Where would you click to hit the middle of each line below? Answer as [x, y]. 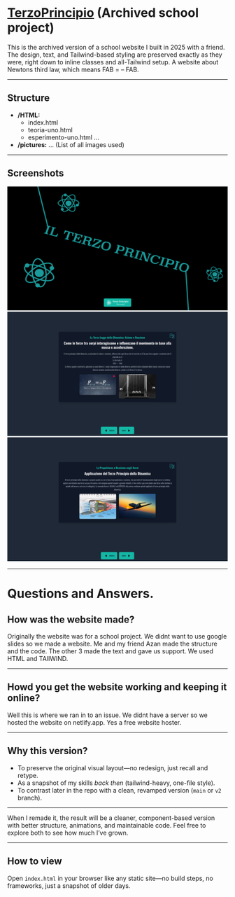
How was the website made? [71, 619]
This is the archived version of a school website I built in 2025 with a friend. [116, 47]
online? [24, 698]
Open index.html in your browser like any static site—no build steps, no [110, 878]
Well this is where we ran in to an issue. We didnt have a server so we [107, 715]
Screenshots [36, 173]
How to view [35, 862]
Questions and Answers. [80, 594]
